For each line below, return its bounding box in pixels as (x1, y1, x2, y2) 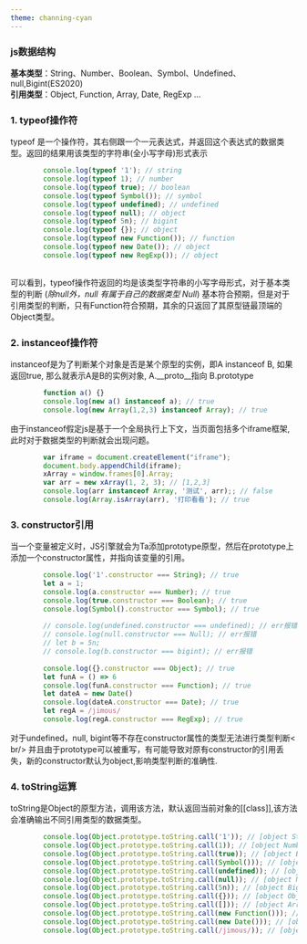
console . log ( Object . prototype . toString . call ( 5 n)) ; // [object (43, 883, 284, 893)
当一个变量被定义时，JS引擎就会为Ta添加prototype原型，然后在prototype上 (10, 540, 294, 552)
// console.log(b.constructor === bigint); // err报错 (43, 647, 253, 656)
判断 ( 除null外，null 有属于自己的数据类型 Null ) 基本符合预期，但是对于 (26, 288, 291, 299)
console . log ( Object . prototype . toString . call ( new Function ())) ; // (43, 909, 301, 918)
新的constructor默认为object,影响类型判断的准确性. (26, 755, 218, 766)
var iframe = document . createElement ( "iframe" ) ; (43, 453, 231, 462)
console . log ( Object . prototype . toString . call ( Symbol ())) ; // (43, 857, 276, 867)
